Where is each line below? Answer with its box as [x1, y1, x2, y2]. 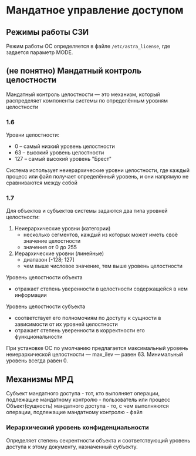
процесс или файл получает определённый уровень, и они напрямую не [6, 173, 189, 180]
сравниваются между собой [6, 179, 78, 186]
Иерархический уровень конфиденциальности [6, 424, 149, 432]
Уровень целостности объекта [6, 274, 83, 281]
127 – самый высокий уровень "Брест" [14, 156, 112, 163]
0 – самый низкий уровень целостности [14, 143, 116, 150]
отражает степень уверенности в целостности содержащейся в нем [14, 285, 188, 292]
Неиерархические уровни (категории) [14, 225, 111, 232]
